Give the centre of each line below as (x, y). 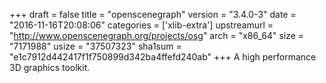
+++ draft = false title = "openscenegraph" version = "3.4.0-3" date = (153, 14)
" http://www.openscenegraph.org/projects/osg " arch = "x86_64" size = (157, 35)
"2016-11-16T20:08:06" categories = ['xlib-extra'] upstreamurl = (141, 25)
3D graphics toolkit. (50, 67)
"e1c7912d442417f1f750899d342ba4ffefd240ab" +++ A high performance (163, 57)
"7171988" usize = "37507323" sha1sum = (95, 46)
